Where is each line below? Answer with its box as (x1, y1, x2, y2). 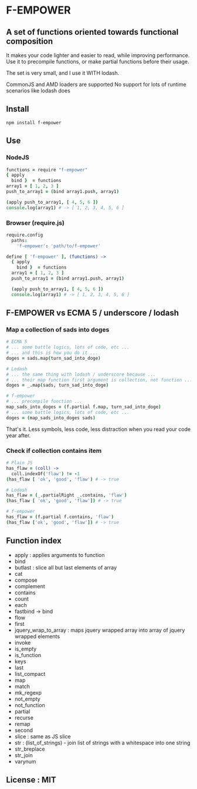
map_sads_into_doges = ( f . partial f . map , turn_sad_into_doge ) (6, 404, 161, 410)
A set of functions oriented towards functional (6, 27, 179, 37)
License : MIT (6, 775, 57, 785)
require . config (6, 232, 43, 238)
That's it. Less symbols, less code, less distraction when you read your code (6, 425, 191, 433)
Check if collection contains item (6, 446, 102, 455)
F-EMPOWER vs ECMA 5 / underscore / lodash (6, 308, 179, 318)
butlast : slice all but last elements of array (14, 563, 117, 571)
